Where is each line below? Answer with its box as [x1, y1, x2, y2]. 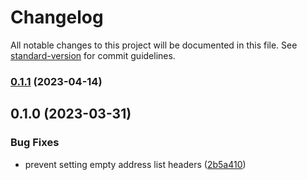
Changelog [10, 6, 104, 29]
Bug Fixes [10, 136, 60, 150]
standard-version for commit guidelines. [10, 49, 176, 61]
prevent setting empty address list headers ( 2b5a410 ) [24, 158, 247, 170]
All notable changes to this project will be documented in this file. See [10, 39, 298, 51]
